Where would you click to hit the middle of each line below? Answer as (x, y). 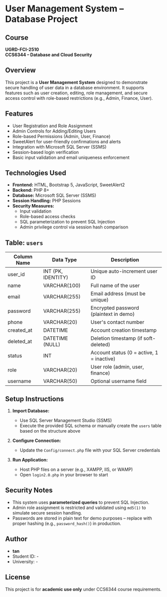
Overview (21, 70)
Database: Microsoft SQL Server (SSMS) (54, 195)
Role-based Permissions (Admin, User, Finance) (61, 136)
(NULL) (52, 345)
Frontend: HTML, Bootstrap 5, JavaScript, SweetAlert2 (69, 185)
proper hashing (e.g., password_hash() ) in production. (67, 523)
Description (125, 260)
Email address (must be (118, 294)
